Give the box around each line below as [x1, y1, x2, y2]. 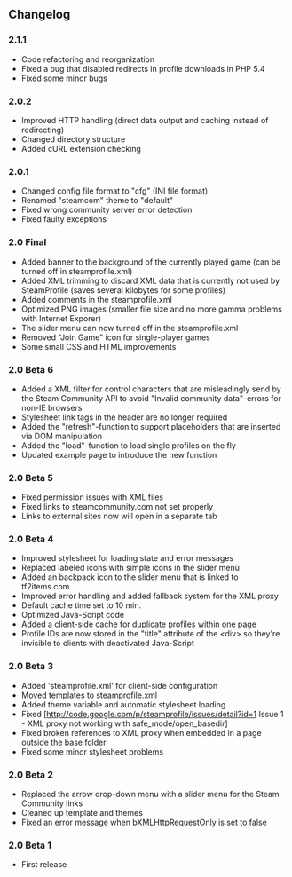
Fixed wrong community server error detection [20, 204, 193, 216]
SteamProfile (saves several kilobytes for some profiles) [20, 284, 226, 296]
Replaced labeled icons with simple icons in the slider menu [20, 563, 241, 573]
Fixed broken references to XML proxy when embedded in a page [20, 727, 263, 738]
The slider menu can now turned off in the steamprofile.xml [20, 322, 239, 333]
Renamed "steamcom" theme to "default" [20, 195, 174, 206]
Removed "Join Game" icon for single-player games [20, 332, 210, 343]
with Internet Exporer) [20, 312, 102, 323]
